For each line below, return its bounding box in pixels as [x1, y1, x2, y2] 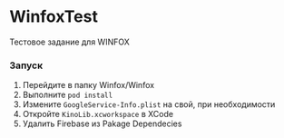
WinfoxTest [9, 6, 98, 27]
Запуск [9, 59, 44, 72]
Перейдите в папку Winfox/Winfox [22, 80, 155, 91]
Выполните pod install [22, 89, 113, 101]
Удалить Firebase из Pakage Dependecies [22, 118, 182, 129]
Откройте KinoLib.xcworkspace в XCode [22, 109, 174, 120]
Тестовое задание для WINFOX [9, 36, 130, 47]
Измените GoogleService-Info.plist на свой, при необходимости [22, 99, 276, 110]
